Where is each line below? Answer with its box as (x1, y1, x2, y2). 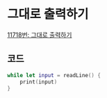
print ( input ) (19, 78, 58, 85)
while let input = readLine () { (7, 72, 101, 79)
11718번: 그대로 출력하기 (7, 31, 72, 39)
